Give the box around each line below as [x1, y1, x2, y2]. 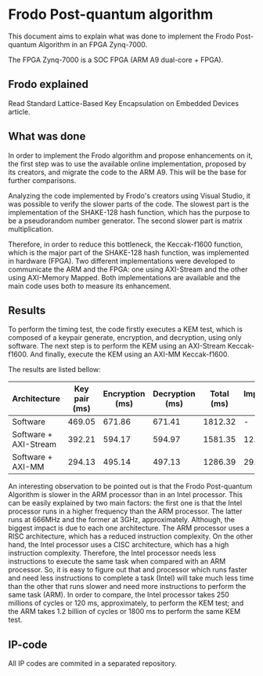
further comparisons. [8, 175, 77, 185]
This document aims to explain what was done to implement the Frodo [8, 31, 235, 41]
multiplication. [8, 224, 54, 233]
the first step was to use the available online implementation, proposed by [8, 159, 247, 168]
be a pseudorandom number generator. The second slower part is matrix [8, 216, 243, 225]
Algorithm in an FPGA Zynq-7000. [38, 39, 148, 49]
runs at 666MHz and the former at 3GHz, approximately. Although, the [8, 515, 235, 524]
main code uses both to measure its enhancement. [8, 281, 172, 290]
